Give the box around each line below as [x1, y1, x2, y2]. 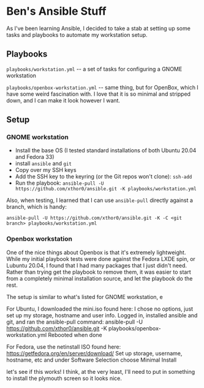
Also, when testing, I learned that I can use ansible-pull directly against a [6, 196, 193, 204]
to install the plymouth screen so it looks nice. [6, 374, 123, 382]
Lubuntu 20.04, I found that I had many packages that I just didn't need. [6, 262, 187, 269]
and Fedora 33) [15, 153, 55, 161]
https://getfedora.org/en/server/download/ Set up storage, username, [6, 349, 183, 357]
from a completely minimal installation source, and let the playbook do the [6, 274, 193, 282]
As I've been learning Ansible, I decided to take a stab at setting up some [6, 25, 191, 32]
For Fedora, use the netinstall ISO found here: [6, 343, 121, 351]
